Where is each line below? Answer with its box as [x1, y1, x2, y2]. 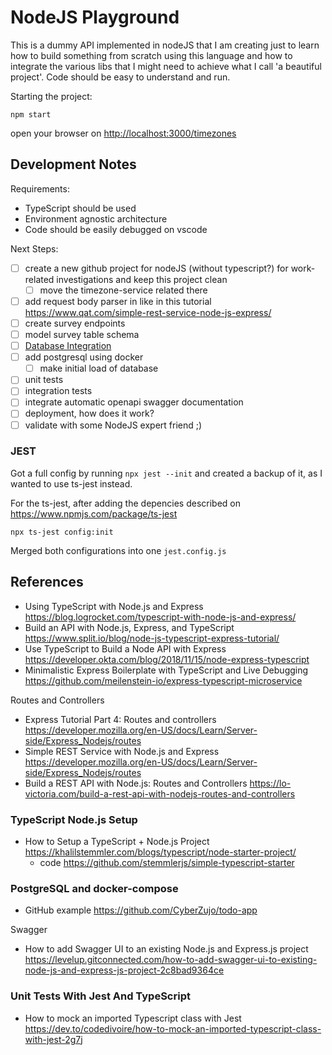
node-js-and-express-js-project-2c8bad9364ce [24, 964, 225, 976]
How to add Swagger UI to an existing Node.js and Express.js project [24, 943, 309, 955]
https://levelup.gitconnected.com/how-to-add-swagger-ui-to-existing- [24, 954, 318, 966]
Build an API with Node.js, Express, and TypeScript [24, 621, 235, 633]
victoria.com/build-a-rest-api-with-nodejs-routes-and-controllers [24, 787, 296, 800]
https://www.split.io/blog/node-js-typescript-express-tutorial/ [24, 632, 280, 644]
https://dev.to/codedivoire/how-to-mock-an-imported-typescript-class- [24, 1022, 322, 1035]
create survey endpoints [24, 317, 126, 329]
